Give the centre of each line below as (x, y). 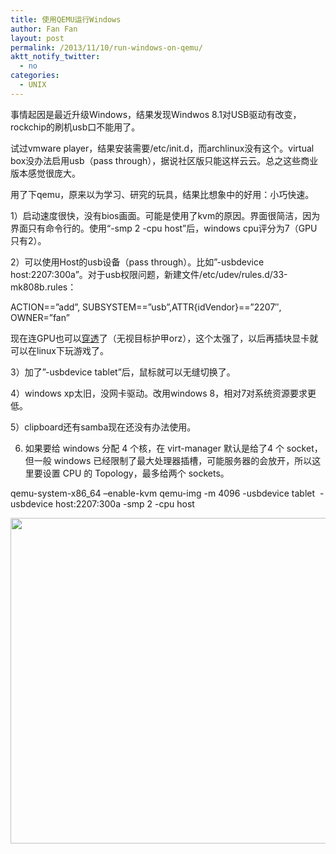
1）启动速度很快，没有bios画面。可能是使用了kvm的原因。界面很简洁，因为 (165, 215)
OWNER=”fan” (40, 317)
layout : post (37, 38)
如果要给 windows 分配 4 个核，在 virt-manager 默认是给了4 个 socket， (173, 448)
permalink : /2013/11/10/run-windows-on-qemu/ (106, 47)
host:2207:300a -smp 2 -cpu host (125, 503)
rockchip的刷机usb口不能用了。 (75, 127)
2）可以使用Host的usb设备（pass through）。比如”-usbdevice (137, 262)
